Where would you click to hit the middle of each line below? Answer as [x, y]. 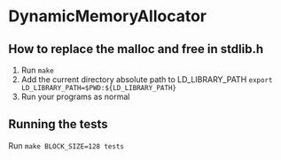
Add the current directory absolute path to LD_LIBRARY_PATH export [147, 80]
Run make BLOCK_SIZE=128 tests [66, 145]
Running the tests [58, 124]
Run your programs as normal [75, 96]
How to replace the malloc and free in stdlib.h [136, 49]
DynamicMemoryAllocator [108, 16]
